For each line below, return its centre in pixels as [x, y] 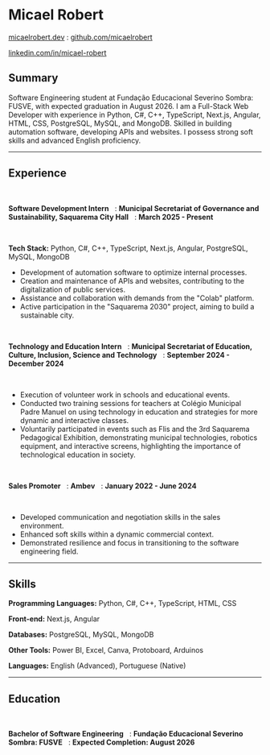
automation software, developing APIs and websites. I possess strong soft [131, 131]
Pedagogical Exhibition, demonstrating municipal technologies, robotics [139, 438]
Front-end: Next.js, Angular [54, 619]
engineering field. [49, 551]
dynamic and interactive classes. [74, 420]
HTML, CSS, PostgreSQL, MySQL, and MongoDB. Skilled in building [120, 123]
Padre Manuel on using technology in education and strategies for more [139, 412]
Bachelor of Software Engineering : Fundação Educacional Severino [126, 734]
